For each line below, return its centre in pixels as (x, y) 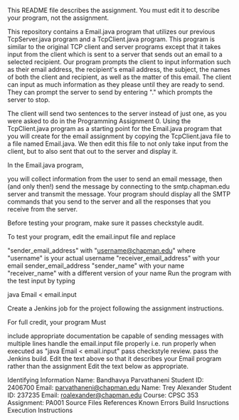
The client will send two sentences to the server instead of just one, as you (117, 114)
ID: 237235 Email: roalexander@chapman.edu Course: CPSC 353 (103, 395)
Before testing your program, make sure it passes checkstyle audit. (106, 223)
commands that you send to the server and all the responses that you (109, 201)
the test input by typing (42, 281)
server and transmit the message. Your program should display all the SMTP (119, 194)
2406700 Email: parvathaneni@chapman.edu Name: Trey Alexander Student (119, 388)
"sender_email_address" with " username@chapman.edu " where (101, 251)
